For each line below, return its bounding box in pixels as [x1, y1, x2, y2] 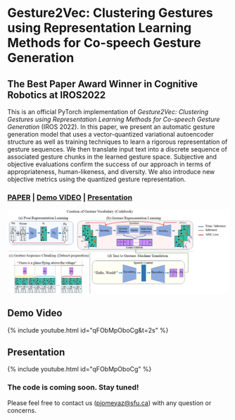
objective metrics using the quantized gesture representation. [7, 175, 186, 183]
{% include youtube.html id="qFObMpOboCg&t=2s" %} [7, 326, 169, 334]
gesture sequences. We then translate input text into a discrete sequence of [7, 145, 227, 153]
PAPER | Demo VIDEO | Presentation [7, 192, 132, 202]
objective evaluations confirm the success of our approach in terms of [7, 160, 211, 168]
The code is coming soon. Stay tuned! [7, 383, 139, 393]
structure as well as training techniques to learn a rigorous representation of [7, 137, 228, 146]
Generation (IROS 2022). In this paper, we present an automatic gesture [7, 123, 216, 131]
